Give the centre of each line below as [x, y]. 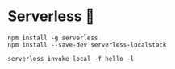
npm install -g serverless [53, 38]
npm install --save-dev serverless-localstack [87, 45]
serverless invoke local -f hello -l [71, 59]
